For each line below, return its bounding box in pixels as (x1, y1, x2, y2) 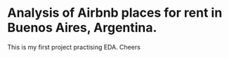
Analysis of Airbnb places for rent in (7, 5, 223, 21)
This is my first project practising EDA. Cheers (7, 43, 140, 51)
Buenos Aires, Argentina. (7, 20, 157, 36)
